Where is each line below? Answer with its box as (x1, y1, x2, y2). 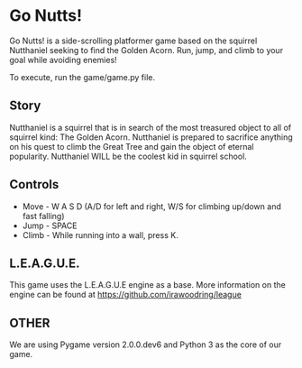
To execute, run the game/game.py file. (9, 71, 156, 82)
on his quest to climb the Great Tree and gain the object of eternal (9, 141, 254, 152)
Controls (9, 177, 59, 192)
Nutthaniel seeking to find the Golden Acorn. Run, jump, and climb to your (9, 44, 284, 55)
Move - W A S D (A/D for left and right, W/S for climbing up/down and (22, 200, 281, 212)
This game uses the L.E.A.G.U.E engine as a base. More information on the (9, 280, 286, 290)
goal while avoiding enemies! (9, 54, 117, 65)
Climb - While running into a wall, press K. (22, 229, 178, 240)
